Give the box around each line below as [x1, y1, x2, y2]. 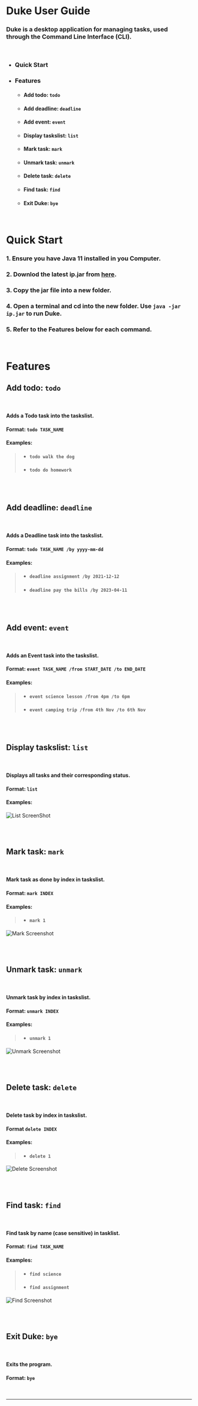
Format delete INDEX [6, 1125, 57, 1132]
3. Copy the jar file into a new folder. [6, 286, 112, 294]
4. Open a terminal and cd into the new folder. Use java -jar [6, 302, 181, 310]
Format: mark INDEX [6, 890, 54, 897]
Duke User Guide [6, 4, 90, 18]
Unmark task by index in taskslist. [6, 994, 91, 1001]
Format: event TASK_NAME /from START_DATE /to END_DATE [6, 665, 146, 672]
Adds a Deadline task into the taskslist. [6, 532, 104, 539]
